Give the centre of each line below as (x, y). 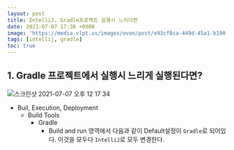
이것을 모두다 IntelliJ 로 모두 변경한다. (111, 139)
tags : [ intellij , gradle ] (45, 40)
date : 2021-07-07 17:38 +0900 (51, 26)
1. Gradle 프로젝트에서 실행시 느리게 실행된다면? (105, 76)
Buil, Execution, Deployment (58, 108)
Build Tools (44, 115)
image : (17, 33)
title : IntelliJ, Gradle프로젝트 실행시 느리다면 (72, 20)
